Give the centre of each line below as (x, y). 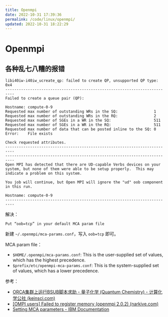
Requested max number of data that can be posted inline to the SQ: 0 (81, 129)
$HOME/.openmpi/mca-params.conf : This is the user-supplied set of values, (88, 255)
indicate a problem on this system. (44, 174)
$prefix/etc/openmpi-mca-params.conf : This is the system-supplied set (86, 266)
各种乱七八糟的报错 (35, 69)
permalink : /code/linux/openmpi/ (40, 19)
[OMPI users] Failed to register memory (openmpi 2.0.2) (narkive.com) (86, 304)
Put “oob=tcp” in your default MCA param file (55, 224)
